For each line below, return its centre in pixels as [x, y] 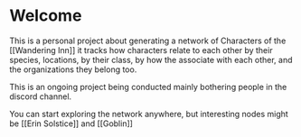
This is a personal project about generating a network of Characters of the [148, 41]
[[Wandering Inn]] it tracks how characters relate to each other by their [141, 50]
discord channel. [41, 96]
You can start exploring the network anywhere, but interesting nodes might [149, 114]
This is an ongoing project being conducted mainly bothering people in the [148, 87]
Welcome [46, 16]
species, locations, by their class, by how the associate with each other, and [151, 59]
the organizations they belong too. [73, 69]
